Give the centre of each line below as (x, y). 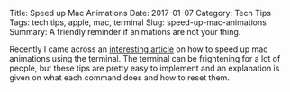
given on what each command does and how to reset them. (119, 78)
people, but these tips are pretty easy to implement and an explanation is (145, 68)
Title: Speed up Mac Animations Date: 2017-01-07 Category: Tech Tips (140, 13)
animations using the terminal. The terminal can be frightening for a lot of (145, 59)
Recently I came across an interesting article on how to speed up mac (139, 49)
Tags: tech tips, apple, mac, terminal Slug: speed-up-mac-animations (138, 22)
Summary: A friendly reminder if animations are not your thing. (125, 32)
